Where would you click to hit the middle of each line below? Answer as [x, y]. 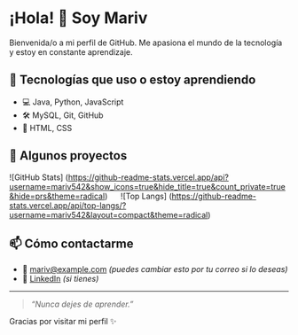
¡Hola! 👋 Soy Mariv [78, 18]
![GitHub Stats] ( [39, 177]
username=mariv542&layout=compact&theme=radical [109, 214]
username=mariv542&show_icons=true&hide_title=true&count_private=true [148, 186]
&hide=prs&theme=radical [57, 196]
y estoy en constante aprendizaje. [71, 51]
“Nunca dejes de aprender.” [82, 304]
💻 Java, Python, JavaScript [73, 102]
